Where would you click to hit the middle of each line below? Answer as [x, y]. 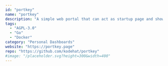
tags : [11, 24]
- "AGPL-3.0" [23, 28]
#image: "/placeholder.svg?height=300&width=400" [58, 56]
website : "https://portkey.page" [40, 47]
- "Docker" [21, 38]
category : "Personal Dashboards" [40, 42]
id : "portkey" [20, 10]
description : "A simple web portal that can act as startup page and [79, 19]
